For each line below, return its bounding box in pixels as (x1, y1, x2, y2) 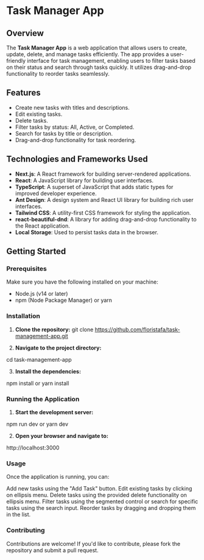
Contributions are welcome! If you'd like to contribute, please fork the (6, 540, 181, 547)
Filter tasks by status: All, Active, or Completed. (15, 123, 135, 131)
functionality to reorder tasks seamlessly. (6, 70, 110, 77)
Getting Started (6, 246, 66, 257)
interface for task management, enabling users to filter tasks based (27, 57, 196, 64)
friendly (6, 57, 26, 64)
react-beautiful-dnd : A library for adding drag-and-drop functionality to (15, 215, 197, 223)
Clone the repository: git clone (15, 326, 94, 333)
